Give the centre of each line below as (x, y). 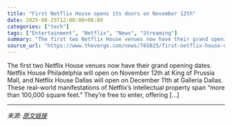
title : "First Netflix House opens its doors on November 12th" (101, 13)
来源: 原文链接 (27, 116)
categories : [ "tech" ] (38, 26)
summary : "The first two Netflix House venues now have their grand (108, 39)
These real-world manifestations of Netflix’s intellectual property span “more (116, 88)
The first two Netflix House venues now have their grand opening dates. (109, 65)
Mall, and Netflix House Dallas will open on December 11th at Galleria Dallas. (115, 80)
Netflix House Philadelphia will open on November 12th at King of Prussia (111, 73)
